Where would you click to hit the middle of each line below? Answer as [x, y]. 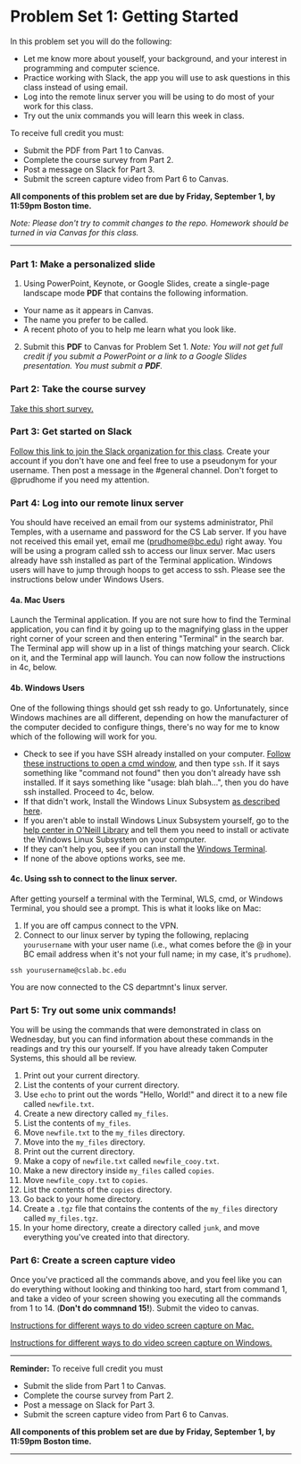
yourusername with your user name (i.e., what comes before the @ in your [157, 944]
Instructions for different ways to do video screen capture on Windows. [141, 1343]
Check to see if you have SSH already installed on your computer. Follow [157, 753]
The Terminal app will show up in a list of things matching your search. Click [150, 648]
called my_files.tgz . [61, 1218]
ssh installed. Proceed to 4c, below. [88, 792]
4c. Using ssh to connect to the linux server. [94, 879]
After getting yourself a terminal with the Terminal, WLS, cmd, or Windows [147, 898]
